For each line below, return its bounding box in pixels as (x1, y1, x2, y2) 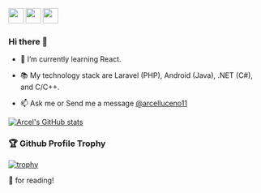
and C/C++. (19, 82, 60, 92)
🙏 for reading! (8, 175, 54, 185)
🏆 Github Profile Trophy (8, 138, 106, 149)
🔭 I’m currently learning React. (19, 54, 122, 64)
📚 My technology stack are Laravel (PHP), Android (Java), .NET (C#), (19, 71, 254, 80)
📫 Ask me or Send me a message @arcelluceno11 (19, 98, 188, 109)
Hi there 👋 (8, 36, 49, 47)
